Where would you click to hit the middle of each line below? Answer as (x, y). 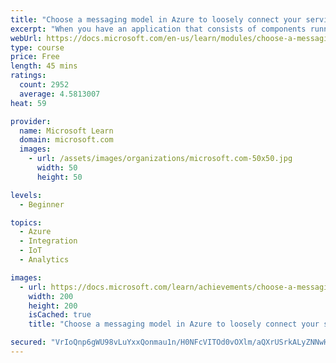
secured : (28, 342)
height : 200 (53, 306)
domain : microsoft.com (66, 140)
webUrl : (26, 38)
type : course (37, 47)
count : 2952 (44, 85)
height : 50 (59, 177)
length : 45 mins (44, 66)
